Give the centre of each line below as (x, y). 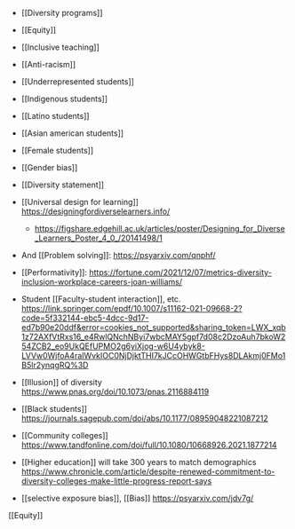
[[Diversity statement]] (62, 185)
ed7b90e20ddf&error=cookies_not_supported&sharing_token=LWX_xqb (153, 327)
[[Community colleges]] (64, 435)
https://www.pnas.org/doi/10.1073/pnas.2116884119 (115, 391)
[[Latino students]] (55, 116)
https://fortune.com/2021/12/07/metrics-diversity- (181, 272)
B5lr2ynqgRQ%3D (55, 365)
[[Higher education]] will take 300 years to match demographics (139, 462)
